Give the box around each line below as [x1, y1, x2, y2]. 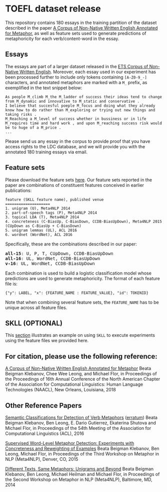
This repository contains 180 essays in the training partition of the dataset [5, 20, 157, 26]
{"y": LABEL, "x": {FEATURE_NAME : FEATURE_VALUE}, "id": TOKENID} [5, 290, 149, 296]
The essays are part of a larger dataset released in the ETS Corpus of [5, 63, 148, 69]
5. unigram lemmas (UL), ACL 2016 [5, 227, 77, 233]
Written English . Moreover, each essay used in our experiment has [19, 69, 156, 75]
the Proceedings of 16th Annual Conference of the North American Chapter [5, 376, 160, 382]
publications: [5, 187, 32, 193]
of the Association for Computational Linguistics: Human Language [5, 381, 143, 387]
